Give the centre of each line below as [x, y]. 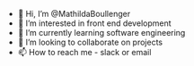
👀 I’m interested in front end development [95, 23]
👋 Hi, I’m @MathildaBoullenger [74, 14]
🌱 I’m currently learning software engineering [101, 33]
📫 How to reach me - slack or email [84, 52]
